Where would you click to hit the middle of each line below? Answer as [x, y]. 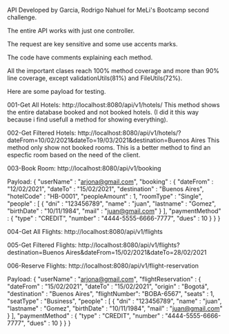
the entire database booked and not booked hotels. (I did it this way [103, 112]
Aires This [205, 140]
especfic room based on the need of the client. [74, 155]
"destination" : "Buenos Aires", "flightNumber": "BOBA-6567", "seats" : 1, [111, 294]
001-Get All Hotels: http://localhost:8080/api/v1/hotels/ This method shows [113, 105]
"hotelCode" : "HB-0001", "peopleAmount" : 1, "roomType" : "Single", [105, 196]
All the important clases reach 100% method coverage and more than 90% [113, 71]
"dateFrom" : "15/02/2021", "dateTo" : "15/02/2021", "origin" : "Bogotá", [108, 286]
